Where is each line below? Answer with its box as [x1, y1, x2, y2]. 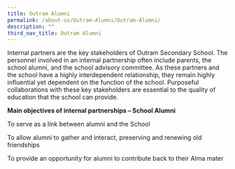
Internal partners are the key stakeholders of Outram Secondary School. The [7, 49, 228, 57]
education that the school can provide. [7, 93, 119, 102]
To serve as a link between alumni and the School [7, 120, 150, 129]
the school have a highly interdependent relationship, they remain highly [7, 71, 215, 79]
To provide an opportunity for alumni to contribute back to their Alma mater [7, 154, 224, 163]
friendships [7, 140, 41, 150]
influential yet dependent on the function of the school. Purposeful [7, 78, 199, 87]
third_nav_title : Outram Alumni [7, 29, 101, 37]
